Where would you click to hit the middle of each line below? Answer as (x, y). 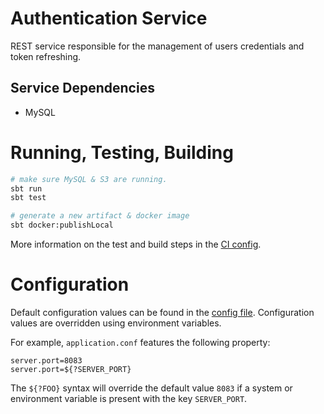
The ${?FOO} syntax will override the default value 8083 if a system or (151, 388)
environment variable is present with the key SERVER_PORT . (129, 398)
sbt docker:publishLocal (62, 225)
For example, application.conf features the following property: (140, 342)
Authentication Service (109, 18)
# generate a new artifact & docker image (100, 216)
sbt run (26, 188)
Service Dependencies (82, 88)
